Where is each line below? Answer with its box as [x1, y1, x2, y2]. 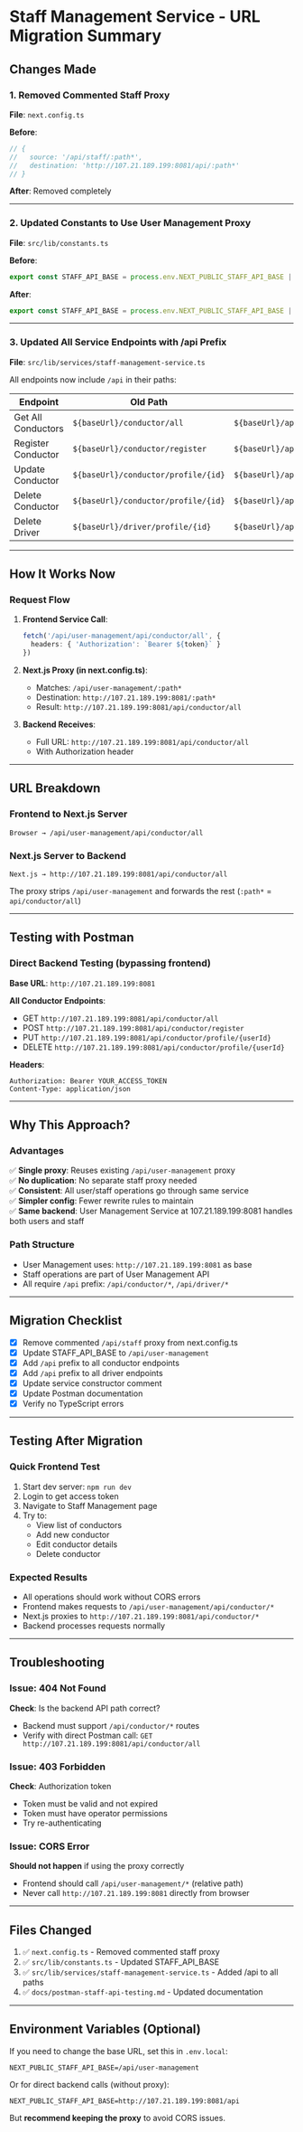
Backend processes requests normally [22, 1620, 165, 1631]
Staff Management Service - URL [9, 6, 262, 27]
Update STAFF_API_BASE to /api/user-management [22, 1347, 209, 1358]
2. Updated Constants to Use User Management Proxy [9, 217, 252, 230]
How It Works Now [9, 567, 115, 582]
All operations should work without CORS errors [22, 1591, 201, 1602]
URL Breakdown [9, 780, 101, 797]
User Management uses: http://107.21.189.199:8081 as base [22, 1259, 252, 1269]
